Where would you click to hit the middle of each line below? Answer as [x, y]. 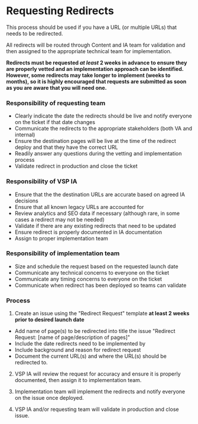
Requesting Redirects [60, 11]
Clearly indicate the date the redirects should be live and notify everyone [103, 116]
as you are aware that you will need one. [57, 87]
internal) [25, 135]
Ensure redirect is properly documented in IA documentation [88, 232]
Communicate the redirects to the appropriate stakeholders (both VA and [103, 129]
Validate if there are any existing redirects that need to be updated [95, 226]
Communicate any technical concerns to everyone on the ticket [92, 272]
